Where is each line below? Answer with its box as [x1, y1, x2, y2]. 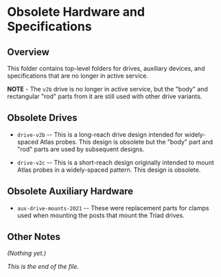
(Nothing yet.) [7, 249, 47, 258]
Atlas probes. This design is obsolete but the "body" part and [40, 137, 213, 146]
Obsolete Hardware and [7, 4, 146, 20]
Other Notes [7, 231, 60, 243]
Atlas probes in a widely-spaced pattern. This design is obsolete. [16, 166, 201, 174]
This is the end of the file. [7, 263, 80, 271]
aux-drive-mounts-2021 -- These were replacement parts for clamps [16, 203, 209, 212]
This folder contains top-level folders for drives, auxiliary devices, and [7, 65, 205, 72]
